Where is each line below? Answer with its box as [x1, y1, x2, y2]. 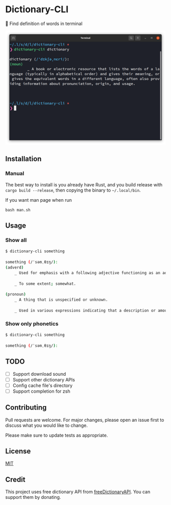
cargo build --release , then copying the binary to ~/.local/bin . [5, 187, 141, 193]
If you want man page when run [5, 197, 72, 203]
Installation [5, 155, 42, 163]
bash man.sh [5, 207, 31, 212]
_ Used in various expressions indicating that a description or [14, 308, 156, 313]
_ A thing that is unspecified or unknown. [14, 297, 108, 302]
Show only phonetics [5, 320, 59, 327]
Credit [5, 475, 25, 484]
